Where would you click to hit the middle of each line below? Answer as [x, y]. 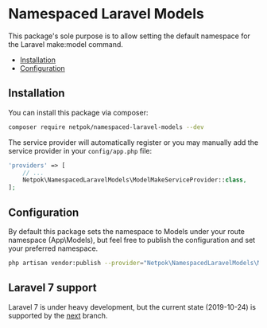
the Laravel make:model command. [66, 44]
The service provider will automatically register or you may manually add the [133, 142]
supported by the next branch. [58, 315]
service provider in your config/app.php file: [80, 150]
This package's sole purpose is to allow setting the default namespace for [129, 36]
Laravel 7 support [52, 288]
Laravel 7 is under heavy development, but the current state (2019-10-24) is [132, 307]
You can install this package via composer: [78, 112]
